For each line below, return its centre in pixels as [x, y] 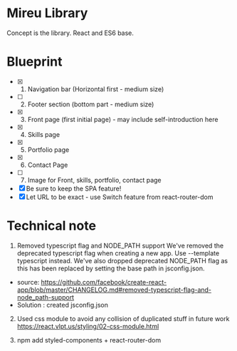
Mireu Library [47, 13]
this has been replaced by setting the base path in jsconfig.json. [111, 268]
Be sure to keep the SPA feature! [74, 188]
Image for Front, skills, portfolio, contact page [94, 180]
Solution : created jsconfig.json [62, 305]
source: [28, 282]
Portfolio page [48, 149]
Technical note [52, 226]
